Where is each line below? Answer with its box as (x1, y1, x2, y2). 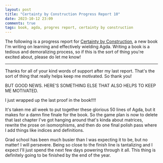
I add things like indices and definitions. (5, 127, 84, 133)
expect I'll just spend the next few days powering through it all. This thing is (5, 147, 156, 153)
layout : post (5, 7, 32, 12)
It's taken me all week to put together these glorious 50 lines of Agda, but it (5, 107, 156, 112)
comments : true (5, 20, 36, 26)
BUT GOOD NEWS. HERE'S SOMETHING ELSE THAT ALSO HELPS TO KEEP (5, 83, 156, 89)
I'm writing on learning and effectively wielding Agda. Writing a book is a (5, 44, 150, 50)
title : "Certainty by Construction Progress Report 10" (5, 12, 120, 17)
